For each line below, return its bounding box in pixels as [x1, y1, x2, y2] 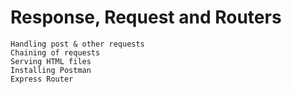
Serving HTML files [10, 56, 92, 66]
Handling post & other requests [10, 39, 145, 49]
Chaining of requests [10, 47, 101, 58]
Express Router [10, 74, 74, 84]
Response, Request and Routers [10, 6, 282, 29]
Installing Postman [10, 65, 92, 75]
